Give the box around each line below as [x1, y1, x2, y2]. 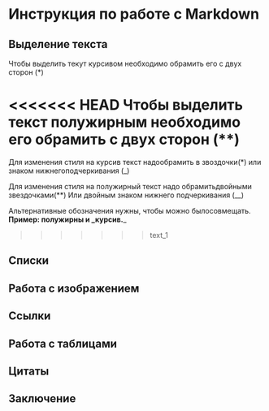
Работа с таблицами [8, 336, 118, 350]
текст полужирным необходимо [8, 113, 241, 132]
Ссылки [8, 309, 51, 323]
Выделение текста [8, 37, 108, 51]
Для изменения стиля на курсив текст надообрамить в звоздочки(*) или [8, 157, 262, 167]
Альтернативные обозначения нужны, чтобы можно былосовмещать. [8, 205, 251, 215]
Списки [8, 253, 50, 268]
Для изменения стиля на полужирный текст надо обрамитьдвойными [8, 181, 252, 191]
